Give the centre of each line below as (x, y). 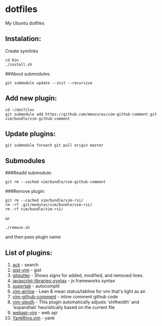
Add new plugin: (31, 98)
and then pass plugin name (33, 237)
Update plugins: (30, 134)
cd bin (12, 60)
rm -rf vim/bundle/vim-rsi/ (34, 209)
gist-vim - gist (27, 270)
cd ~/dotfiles (20, 110)
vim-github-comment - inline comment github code (65, 297)
